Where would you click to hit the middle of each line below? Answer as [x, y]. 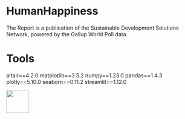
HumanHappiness [52, 11]
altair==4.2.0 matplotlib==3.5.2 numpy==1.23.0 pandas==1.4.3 [84, 75]
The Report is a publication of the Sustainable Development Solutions [93, 28]
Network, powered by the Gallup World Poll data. [67, 34]
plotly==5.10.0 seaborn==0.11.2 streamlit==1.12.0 [67, 82]
